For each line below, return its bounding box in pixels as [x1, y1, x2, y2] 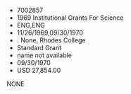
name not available [16, 51, 72, 59]
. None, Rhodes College [16, 36, 86, 45]
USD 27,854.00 [16, 66, 61, 74]
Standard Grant [16, 44, 61, 52]
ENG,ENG [16, 21, 45, 29]
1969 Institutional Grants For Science [16, 13, 124, 22]
